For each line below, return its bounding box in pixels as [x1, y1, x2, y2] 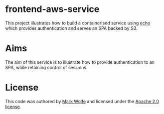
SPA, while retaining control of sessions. [5, 64, 88, 70]
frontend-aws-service [5, 3, 100, 15]
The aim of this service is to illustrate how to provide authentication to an [5, 59, 155, 65]
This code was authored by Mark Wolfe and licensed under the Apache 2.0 [5, 98, 160, 104]
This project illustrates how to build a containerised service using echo [5, 20, 151, 26]
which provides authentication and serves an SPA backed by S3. [5, 25, 138, 31]
